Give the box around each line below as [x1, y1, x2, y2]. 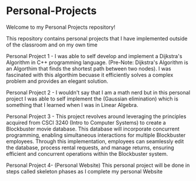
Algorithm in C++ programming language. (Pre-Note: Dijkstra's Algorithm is [6, 59, 188, 66]
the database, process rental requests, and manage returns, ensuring [6, 144, 175, 151]
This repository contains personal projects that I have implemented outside [6, 35, 188, 42]
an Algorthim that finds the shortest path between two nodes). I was [6, 65, 172, 72]
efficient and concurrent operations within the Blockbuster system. [6, 150, 168, 157]
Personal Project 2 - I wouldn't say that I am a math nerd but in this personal [6, 89, 190, 96]
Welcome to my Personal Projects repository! [6, 24, 116, 31]
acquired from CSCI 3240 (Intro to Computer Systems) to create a [6, 119, 166, 126]
